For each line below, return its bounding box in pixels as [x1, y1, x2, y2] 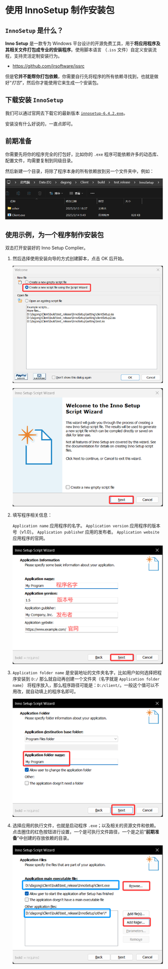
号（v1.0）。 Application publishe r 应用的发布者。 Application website [12, 529, 160, 535]
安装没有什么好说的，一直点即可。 [5, 121, 75, 127]
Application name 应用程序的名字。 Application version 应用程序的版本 [12, 523, 161, 529]
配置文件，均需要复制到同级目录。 [5, 157, 75, 163]
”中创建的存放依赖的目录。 [16, 835, 71, 841]
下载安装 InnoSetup [5, 96, 63, 104]
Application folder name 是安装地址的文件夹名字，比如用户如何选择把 [12, 669, 157, 676]
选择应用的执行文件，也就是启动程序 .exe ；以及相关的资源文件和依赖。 [12, 822, 159, 829]
